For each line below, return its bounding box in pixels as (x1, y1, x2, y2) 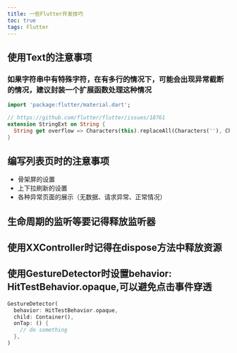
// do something (20, 326, 68, 334)
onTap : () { (13, 320, 49, 327)
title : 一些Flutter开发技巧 (7, 10, 83, 18)
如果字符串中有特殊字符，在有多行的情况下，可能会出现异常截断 (7, 74, 224, 84)
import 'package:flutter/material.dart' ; (7, 102, 131, 109)
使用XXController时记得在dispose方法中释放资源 (7, 241, 222, 254)
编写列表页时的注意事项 (7, 155, 109, 167)
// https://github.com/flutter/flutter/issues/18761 (7, 114, 166, 121)
